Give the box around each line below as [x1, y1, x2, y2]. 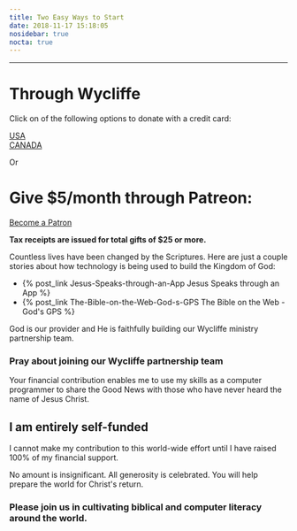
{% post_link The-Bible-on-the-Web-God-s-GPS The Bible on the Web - [21, 297, 286, 308]
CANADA [9, 140, 42, 150]
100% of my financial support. [9, 452, 119, 463]
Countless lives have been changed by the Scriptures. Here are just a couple [9, 251, 288, 262]
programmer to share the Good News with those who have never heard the [9, 384, 283, 395]
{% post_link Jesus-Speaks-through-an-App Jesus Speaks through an [21, 278, 280, 289]
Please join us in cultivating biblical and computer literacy [9, 501, 263, 513]
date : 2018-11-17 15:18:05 [9, 21, 109, 30]
